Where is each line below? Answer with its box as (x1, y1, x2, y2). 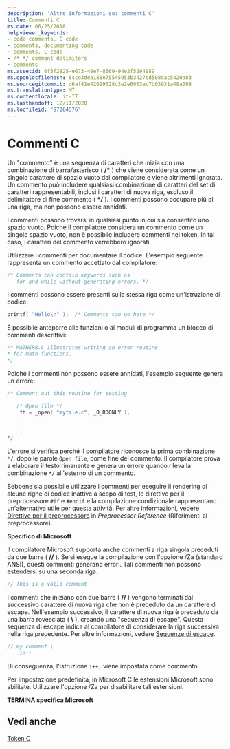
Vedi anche (7, 716, 57, 728)
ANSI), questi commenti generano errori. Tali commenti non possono (7, 560, 201, 569)
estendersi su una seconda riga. (7, 567, 98, 576)
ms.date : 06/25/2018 (7, 23, 67, 30)
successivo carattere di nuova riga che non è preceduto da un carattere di (7, 600, 217, 609)
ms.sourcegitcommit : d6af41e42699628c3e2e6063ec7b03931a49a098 (7, 81, 192, 87)
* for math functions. (7, 350, 72, 358)
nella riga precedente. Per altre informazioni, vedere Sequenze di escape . (7, 629, 216, 637)
